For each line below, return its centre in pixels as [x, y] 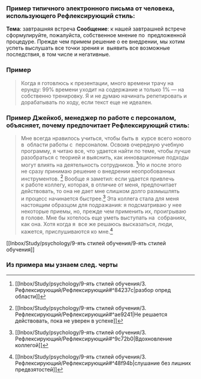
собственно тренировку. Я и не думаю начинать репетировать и [104, 96]
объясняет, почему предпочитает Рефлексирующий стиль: [98, 125]
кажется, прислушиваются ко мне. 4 [67, 231]
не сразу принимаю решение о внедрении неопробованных [98, 171]
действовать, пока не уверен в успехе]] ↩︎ [69, 321]
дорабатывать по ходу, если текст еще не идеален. [86, 102]
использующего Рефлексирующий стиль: [71, 16]
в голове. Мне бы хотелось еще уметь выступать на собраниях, [104, 218]
